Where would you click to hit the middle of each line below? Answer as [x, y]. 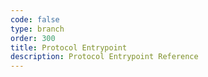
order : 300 [33, 38]
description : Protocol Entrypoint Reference [104, 57]
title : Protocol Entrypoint [69, 47]
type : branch [37, 29]
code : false [35, 19]
